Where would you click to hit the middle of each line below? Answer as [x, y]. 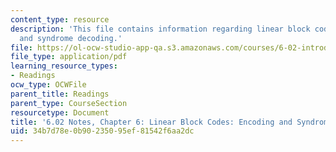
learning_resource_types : [64, 66]
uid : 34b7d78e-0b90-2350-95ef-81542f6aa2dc [102, 131]
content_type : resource [60, 19]
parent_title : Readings [60, 94]
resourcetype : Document [60, 112]
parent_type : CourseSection [69, 103]
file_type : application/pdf [69, 57]
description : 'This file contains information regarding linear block [160, 29]
